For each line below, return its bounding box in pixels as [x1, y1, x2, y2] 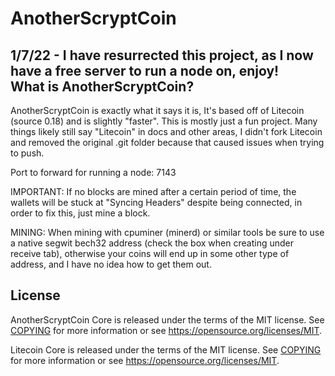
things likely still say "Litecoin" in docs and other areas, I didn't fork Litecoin [10, 126, 323, 137]
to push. [10, 147, 45, 159]
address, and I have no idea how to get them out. [10, 258, 212, 270]
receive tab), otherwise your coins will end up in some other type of [10, 248, 290, 259]
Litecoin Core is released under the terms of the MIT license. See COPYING [10, 343, 322, 356]
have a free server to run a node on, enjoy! [10, 62, 280, 79]
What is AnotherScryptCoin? [10, 78, 195, 95]
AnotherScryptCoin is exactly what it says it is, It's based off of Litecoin [10, 105, 305, 116]
